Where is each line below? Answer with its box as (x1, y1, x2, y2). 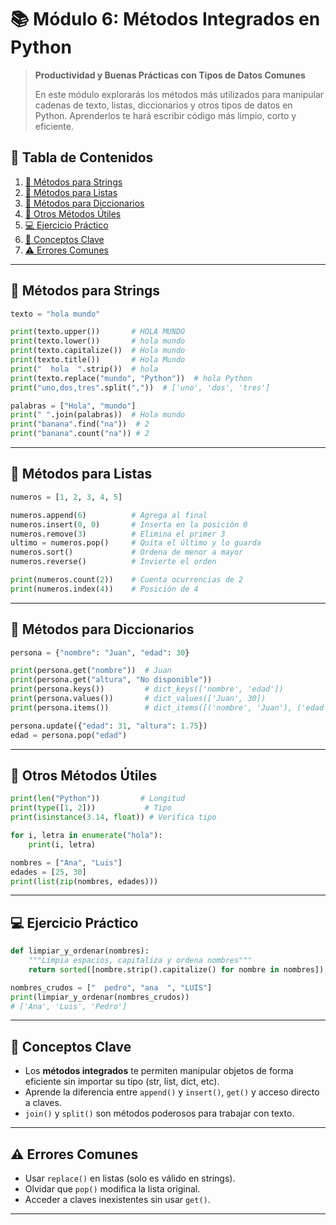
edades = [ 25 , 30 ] (10, 867, 87, 877)
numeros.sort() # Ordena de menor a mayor (10, 547, 244, 558)
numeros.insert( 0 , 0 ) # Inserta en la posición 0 (10, 519, 248, 530)
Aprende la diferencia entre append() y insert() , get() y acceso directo (24, 1086, 320, 1098)
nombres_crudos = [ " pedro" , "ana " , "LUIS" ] (10, 982, 213, 993)
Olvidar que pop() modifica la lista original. (24, 1183, 201, 1195)
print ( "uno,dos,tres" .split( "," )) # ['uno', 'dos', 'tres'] (10, 382, 271, 393)
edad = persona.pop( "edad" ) (10, 730, 128, 740)
